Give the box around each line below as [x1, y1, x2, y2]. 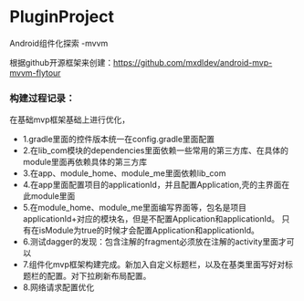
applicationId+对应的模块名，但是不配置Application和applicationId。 [22, 213, 280, 224]
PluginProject [9, 6, 114, 27]
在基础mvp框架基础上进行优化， [9, 114, 131, 125]
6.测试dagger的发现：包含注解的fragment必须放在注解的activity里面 [22, 236, 279, 247]
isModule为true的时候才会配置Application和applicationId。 [38, 225, 260, 236]
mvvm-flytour [9, 67, 61, 78]
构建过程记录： [9, 91, 76, 104]
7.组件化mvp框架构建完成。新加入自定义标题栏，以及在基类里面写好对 [22, 259, 286, 270]
